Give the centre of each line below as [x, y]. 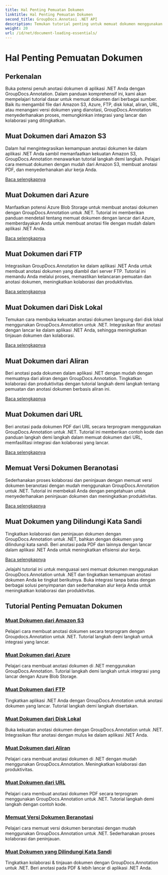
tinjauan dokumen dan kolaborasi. [40, 335]
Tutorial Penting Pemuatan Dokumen [64, 606]
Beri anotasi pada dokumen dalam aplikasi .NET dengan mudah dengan [79, 373]
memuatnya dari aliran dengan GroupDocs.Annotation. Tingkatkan [73, 379]
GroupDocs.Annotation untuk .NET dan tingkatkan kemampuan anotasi [78, 574]
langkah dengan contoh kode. [36, 804]
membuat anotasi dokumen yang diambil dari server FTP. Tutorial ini [76, 271]
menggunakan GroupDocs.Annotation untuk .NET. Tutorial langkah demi [80, 799]
